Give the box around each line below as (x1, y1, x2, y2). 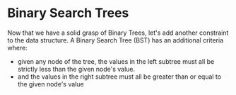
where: (7, 43, 28, 52)
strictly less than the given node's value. (17, 65, 136, 73)
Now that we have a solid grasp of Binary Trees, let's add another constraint (7, 28, 229, 37)
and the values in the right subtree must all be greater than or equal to (17, 72, 221, 81)
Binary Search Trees (7, 5, 129, 21)
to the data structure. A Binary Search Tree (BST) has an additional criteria (7, 35, 224, 44)
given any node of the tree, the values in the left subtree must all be (17, 57, 215, 65)
